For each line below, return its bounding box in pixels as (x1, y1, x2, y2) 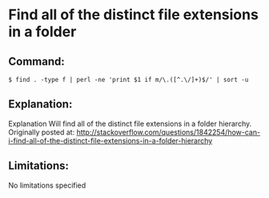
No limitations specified (8, 180, 86, 190)
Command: (8, 55, 66, 68)
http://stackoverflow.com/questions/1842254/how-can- (76, 127, 261, 137)
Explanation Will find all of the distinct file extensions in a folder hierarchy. (8, 119, 252, 128)
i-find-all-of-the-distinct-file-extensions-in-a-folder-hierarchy (8, 135, 213, 145)
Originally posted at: (8, 127, 75, 137)
